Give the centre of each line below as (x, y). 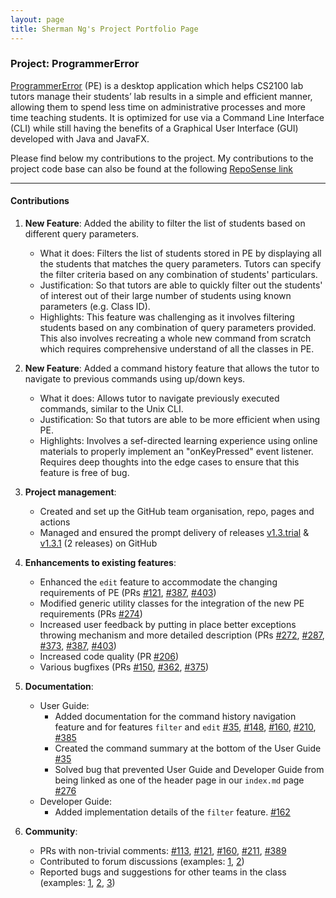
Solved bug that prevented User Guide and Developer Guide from (189, 769)
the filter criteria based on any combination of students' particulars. (178, 274)
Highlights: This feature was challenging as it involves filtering (167, 317)
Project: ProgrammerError (75, 64)
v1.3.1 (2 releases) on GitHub (98, 543)
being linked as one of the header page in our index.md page (179, 780)
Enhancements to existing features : (100, 562)
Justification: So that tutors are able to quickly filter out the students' (181, 285)
